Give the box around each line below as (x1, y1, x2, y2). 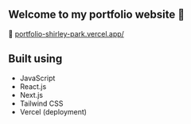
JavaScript (19, 73, 56, 83)
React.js (19, 81, 47, 91)
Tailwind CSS (19, 99, 64, 108)
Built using (8, 52, 63, 66)
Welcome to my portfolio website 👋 (8, 8, 185, 21)
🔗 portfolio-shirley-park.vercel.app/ (8, 29, 125, 38)
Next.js (19, 90, 44, 99)
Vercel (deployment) (19, 107, 88, 116)
